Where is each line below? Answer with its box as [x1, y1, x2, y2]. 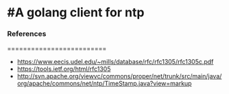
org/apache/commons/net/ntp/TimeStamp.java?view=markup [16, 80, 192, 88]
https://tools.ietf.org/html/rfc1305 [16, 65, 111, 73]
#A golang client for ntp [7, 5, 145, 20]
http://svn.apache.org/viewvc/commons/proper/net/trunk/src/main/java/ [16, 72, 222, 80]
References [7, 29, 47, 39]
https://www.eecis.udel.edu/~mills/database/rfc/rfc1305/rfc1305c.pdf [16, 58, 214, 66]
